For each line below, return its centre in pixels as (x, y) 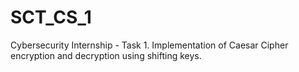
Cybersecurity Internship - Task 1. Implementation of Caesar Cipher (149, 45)
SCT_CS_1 (51, 17)
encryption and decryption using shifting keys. (106, 55)
